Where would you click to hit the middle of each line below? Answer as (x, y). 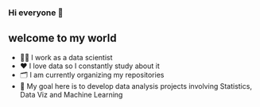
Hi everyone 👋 (36, 13)
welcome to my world (62, 38)
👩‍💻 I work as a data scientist (66, 57)
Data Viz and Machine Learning (71, 94)
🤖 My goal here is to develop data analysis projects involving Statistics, (136, 86)
